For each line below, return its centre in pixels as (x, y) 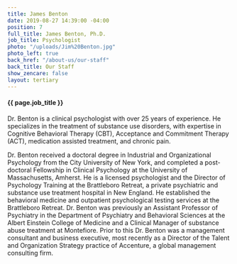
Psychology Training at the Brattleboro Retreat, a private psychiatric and (113, 185)
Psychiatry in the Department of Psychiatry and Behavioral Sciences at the (116, 215)
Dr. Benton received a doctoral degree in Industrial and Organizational (109, 155)
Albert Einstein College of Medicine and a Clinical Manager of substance (113, 222)
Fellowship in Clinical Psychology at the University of (110, 170)
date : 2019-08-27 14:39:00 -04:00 (59, 21)
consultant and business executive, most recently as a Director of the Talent (118, 238)
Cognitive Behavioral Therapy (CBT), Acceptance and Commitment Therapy (118, 133)
